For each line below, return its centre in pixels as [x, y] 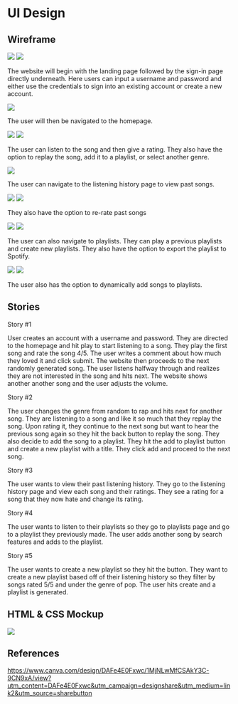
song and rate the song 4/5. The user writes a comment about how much [114, 353]
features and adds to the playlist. [55, 542]
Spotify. [19, 256]
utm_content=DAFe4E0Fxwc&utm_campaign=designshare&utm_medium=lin [119, 685]
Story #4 [20, 513]
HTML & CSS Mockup [56, 615]
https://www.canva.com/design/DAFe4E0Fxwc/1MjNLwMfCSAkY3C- [108, 671]
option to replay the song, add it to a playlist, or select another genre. [108, 157]
